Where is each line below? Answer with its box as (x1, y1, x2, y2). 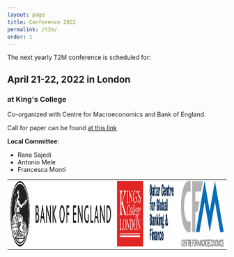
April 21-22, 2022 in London (7, 73, 131, 85)
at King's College (7, 94, 67, 104)
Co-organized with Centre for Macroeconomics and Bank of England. (7, 110, 206, 118)
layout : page (7, 11, 45, 18)
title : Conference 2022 (7, 18, 77, 26)
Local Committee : (7, 137, 60, 146)
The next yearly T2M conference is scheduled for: (7, 53, 151, 62)
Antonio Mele (17, 157, 56, 166)
